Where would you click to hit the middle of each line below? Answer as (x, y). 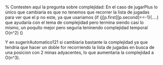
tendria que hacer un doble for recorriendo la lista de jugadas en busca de (80, 47)
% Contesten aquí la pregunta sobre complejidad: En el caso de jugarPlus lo (81, 7)
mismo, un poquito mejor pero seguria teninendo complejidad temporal (76, 28)
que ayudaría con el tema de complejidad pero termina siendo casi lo (74, 22)
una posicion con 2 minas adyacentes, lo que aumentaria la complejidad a (80, 52)
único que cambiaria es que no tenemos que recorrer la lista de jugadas (77, 12)
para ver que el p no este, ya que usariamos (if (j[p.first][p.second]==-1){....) (82, 17)
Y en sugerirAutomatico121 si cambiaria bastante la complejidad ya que (76, 42)
